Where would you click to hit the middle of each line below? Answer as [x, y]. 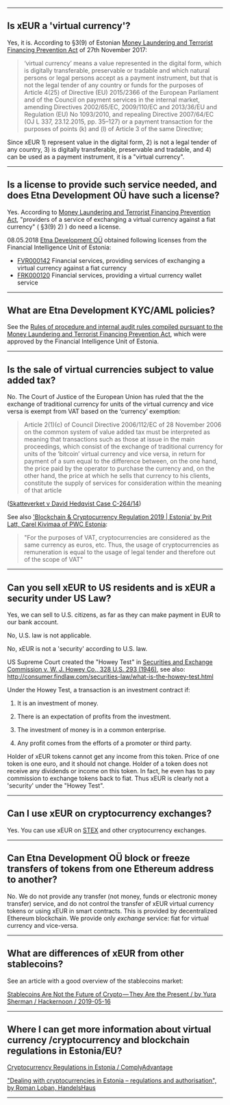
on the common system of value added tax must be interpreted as [117, 432]
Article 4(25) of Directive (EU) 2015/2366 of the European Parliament [121, 92]
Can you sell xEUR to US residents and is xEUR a [111, 588]
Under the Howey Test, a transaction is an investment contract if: [99, 690]
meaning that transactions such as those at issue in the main [109, 440]
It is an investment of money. [58, 703]
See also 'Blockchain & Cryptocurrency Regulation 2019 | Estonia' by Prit [110, 517]
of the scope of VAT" [53, 560]
